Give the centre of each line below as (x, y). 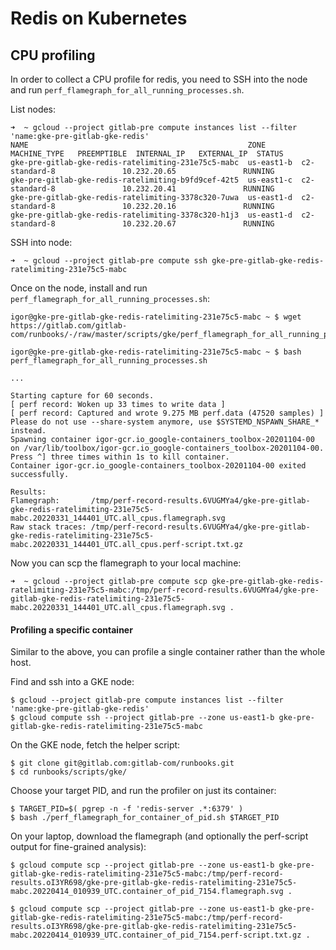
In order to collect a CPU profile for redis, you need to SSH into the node (159, 79)
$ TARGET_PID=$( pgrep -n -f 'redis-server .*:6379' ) (127, 809)
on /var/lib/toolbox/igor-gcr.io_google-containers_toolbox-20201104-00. (167, 448)
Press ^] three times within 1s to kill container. (120, 457)
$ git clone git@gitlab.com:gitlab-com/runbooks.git (122, 763)
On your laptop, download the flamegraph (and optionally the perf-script (159, 836)
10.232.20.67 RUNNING (198, 224)
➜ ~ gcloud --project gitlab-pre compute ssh (109, 261)
